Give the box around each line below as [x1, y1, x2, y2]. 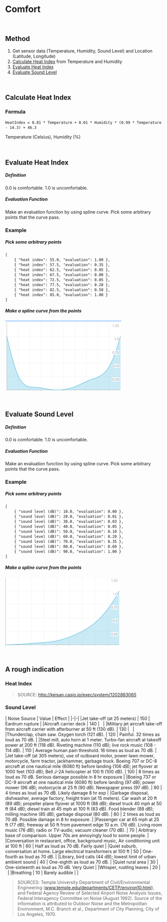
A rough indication [5, 665, 64, 674]
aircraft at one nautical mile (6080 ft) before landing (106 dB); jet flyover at [5, 763, 158, 769]
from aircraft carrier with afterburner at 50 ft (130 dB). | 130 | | [5, 726, 135, 732]
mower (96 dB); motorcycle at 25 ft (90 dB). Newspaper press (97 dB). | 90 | [5, 784, 162, 790]
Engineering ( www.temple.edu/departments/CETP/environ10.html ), [17, 884, 155, 890]
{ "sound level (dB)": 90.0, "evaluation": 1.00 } [14, 549, 122, 554]
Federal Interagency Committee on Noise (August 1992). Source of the [17, 895, 163, 901]
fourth [5, 853, 18, 859]
